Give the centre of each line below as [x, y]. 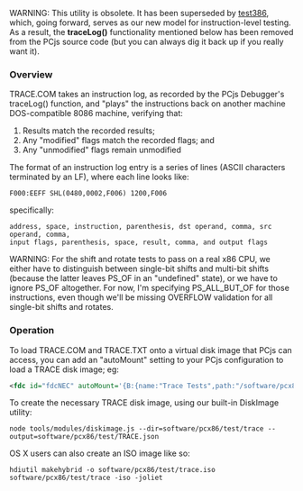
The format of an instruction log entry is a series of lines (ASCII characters [147, 168]
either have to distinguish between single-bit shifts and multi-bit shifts [139, 268]
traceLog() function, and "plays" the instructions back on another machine [147, 104]
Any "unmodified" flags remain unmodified [102, 150]
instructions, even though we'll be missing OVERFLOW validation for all [141, 297]
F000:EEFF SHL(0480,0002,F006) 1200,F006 [88, 194]
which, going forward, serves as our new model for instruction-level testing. [150, 23]
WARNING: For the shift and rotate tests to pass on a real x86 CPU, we [140, 259]
